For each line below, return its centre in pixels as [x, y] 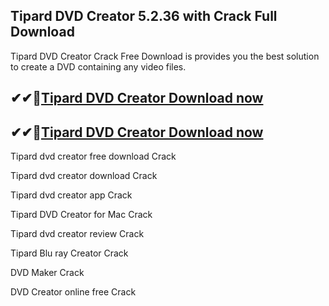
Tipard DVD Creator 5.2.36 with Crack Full [144, 16]
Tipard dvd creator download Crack [84, 176]
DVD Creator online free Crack [73, 292]
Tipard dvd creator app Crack [71, 195]
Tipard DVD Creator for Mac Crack [81, 215]
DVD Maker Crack [47, 273]
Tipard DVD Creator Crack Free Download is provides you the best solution [165, 56]
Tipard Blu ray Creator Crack [69, 253]
